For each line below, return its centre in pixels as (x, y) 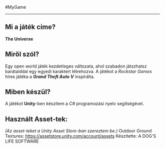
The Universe (19, 39)
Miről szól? (22, 54)
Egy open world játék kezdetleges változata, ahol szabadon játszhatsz (76, 66)
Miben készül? (28, 92)
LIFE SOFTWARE (22, 141)
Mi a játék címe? (30, 27)
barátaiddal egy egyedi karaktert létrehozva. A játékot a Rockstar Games (79, 71)
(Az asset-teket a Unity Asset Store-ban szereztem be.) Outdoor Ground (79, 131)
